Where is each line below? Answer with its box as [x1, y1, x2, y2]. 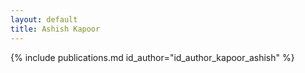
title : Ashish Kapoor [10, 24, 101, 34]
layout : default [10, 14, 78, 25]
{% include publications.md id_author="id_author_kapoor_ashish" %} [10, 51, 295, 63]
